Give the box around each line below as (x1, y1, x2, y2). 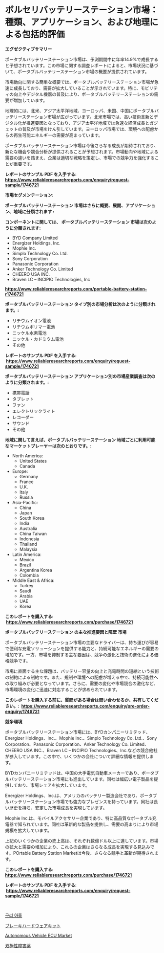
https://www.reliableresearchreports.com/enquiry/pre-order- (21, 703, 150, 709)
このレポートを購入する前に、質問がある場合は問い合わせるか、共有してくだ (5, 697, 159, 703)
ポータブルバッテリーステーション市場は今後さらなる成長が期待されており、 (5, 142, 159, 148)
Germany (19, 473, 38, 479)
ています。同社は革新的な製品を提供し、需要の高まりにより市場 (30, 821, 159, 827)
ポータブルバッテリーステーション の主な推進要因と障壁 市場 (5, 629, 127, 635)
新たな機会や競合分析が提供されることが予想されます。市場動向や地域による (5, 149, 159, 155)
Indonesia (19, 536, 40, 542)
